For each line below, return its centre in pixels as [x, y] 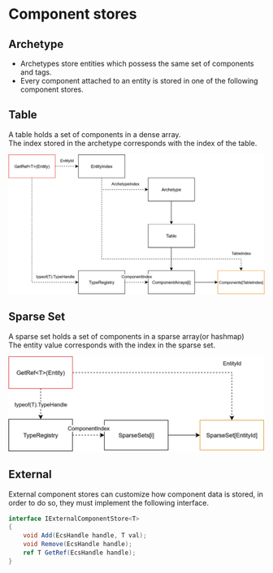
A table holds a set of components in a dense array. [95, 134]
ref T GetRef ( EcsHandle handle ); [80, 553]
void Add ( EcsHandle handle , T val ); [85, 536]
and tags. [36, 72]
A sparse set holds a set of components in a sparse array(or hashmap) [127, 336]
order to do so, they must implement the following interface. [109, 502]
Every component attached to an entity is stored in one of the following [139, 81]
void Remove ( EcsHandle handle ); [78, 545]
